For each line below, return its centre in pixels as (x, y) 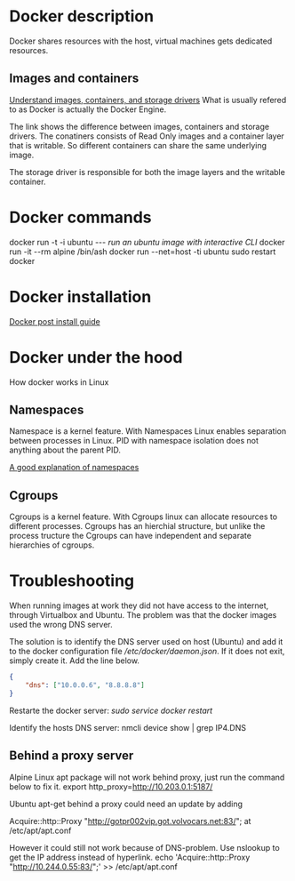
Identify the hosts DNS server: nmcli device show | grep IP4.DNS (128, 727)
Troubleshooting (72, 581)
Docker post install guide (55, 321)
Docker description (81, 16)
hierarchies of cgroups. (52, 545)
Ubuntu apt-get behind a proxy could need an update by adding (126, 804)
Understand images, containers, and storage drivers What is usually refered (148, 100)
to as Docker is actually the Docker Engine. (88, 109)
